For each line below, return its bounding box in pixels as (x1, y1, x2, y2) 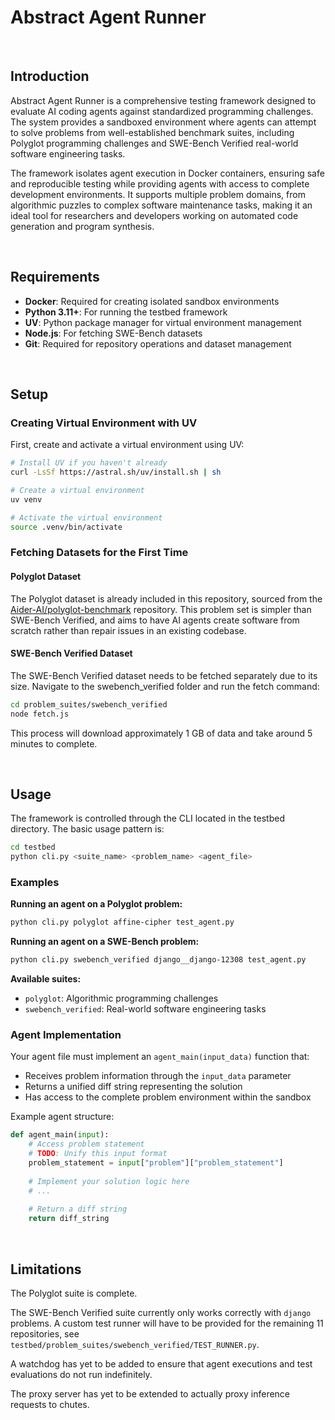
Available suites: (10, 973, 82, 985)
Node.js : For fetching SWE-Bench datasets (24, 327, 203, 339)
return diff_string (28, 1214, 110, 1224)
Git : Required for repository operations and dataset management (24, 337, 292, 350)
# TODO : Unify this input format (28, 1149, 168, 1159)
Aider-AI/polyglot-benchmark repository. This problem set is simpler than (10, 603, 312, 615)
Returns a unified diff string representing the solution (24, 1081, 243, 1093)
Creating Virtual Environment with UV (10, 416, 198, 430)
